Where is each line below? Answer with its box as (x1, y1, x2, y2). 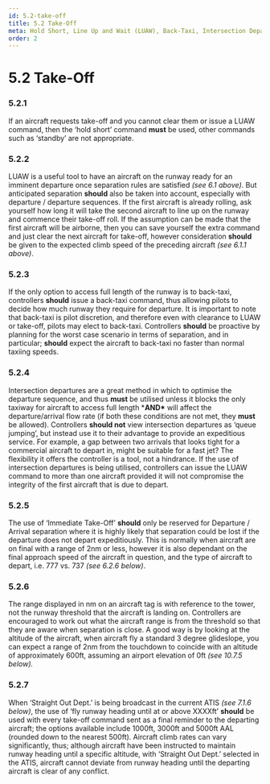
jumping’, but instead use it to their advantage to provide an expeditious (8, 428, 245, 438)
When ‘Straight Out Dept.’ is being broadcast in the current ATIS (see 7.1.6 (8, 698, 252, 707)
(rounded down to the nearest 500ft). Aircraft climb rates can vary (8, 732, 227, 741)
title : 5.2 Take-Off (8, 19, 78, 27)
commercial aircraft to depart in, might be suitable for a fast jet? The (8, 445, 235, 455)
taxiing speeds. (8, 347, 59, 357)
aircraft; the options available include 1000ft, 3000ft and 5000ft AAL (8, 723, 235, 733)
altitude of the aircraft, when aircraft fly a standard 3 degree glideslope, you (8, 633, 260, 643)
